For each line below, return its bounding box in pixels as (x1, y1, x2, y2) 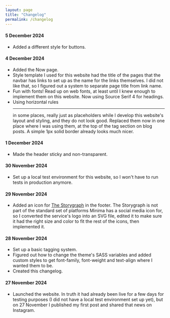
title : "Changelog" (5, 12, 47, 17)
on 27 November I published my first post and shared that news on (12, 302, 152, 308)
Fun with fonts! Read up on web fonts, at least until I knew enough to (12, 88, 156, 94)
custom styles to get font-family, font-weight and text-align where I (12, 257, 153, 263)
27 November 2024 (5, 280, 47, 286)
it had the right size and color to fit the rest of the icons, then (12, 218, 140, 224)
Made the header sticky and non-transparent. (12, 151, 108, 157)
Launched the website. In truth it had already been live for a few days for (12, 291, 164, 297)
